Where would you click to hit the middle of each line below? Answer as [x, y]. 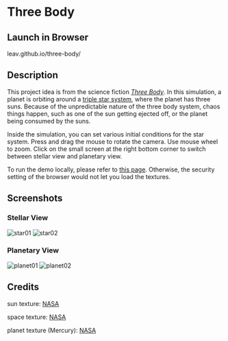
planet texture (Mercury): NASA [52, 330]
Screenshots [35, 199]
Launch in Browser [48, 37]
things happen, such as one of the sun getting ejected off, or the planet [107, 113]
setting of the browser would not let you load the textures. [89, 176]
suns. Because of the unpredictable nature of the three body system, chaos [114, 106]
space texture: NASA [37, 317]
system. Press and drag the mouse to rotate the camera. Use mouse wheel [113, 141]
